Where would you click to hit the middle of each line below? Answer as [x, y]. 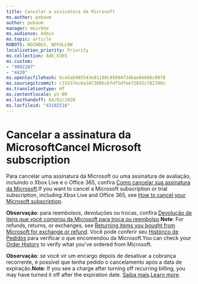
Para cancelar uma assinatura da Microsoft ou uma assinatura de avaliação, [99, 176]
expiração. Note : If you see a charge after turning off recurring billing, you [96, 269]
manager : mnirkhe [28, 28]
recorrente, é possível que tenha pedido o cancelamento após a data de [94, 262]
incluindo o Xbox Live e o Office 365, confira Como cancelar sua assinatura [98, 183]
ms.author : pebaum [29, 17]
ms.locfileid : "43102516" [38, 105]
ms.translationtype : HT [36, 89]
